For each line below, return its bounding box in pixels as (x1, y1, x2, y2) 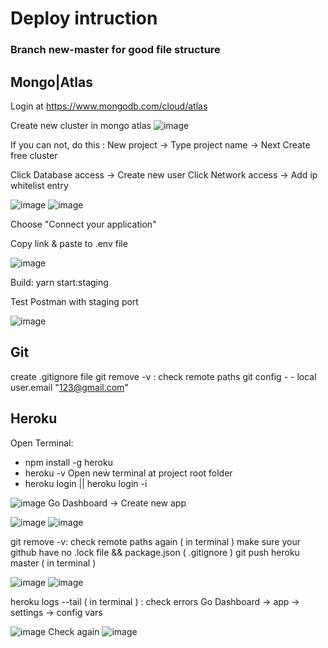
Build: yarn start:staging (10, 276, 109, 288)
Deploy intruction (10, 7, 158, 30)
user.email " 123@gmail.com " (10, 381, 129, 393)
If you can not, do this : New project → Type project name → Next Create (10, 138, 311, 151)
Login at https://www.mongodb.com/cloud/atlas (10, 100, 208, 112)
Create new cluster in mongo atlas (10, 119, 152, 131)
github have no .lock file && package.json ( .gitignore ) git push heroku (10, 546, 300, 558)
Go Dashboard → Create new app (48, 497, 187, 509)
